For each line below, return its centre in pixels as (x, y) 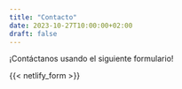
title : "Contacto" (43, 17)
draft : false (33, 33)
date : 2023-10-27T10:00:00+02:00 (71, 26)
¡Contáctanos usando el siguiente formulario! (91, 59)
